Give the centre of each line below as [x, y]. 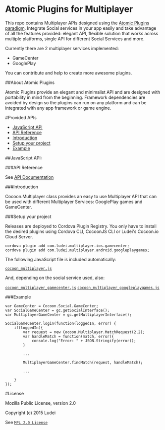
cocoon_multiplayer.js [28, 268]
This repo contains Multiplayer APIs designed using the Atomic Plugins [77, 23]
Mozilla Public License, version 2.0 [40, 403]
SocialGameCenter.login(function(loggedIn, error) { [61, 323]
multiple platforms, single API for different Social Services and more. [75, 39]
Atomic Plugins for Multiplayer [69, 9]
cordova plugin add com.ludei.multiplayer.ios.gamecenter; [67, 246]
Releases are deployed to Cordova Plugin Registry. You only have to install [81, 226]
